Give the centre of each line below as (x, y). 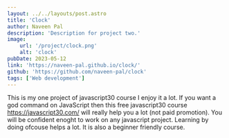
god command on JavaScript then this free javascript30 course (98, 105)
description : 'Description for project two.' (74, 33)
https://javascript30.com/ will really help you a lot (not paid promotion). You (115, 112)
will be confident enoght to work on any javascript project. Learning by (108, 120)
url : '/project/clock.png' (58, 46)
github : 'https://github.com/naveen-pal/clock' (77, 71)
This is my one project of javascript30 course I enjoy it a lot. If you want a (112, 98)
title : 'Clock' (29, 20)
